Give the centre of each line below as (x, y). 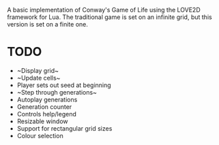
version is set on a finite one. (48, 24)
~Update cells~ (39, 78)
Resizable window (42, 121)
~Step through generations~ (57, 92)
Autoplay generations (47, 99)
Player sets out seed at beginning (64, 85)
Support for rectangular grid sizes (64, 128)
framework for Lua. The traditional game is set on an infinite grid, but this (110, 17)
